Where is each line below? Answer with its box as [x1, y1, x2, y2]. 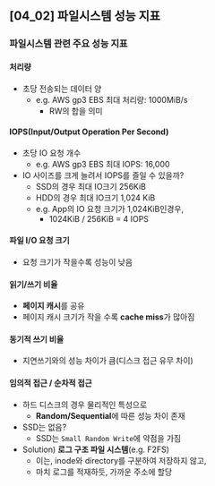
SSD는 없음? [21, 422, 67, 432]
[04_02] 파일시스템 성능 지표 [9, 8, 161, 24]
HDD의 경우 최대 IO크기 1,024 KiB [35, 192, 156, 203]
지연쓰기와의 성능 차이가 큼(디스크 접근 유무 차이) [21, 355, 194, 366]
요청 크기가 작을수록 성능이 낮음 [21, 256, 133, 267]
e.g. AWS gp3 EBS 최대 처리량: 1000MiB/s [35, 94, 188, 105]
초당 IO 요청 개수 [21, 147, 82, 158]
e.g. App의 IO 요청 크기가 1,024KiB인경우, [35, 203, 185, 214]
